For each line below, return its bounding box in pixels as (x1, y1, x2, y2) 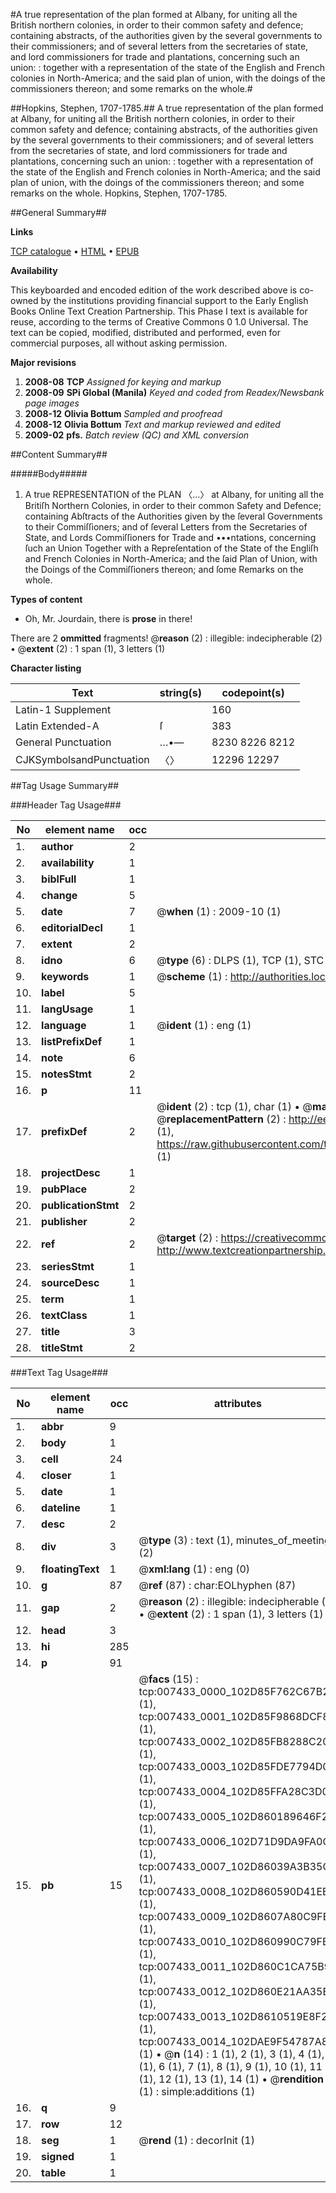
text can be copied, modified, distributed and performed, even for (10, 327, 282, 338)
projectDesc (41, 1166, 101, 1179)
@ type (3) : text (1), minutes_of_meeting (138, 1534, 331, 1547)
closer (41, 1469, 72, 1482)
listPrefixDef (41, 1035, 103, 1048)
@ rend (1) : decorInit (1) (138, 2134, 255, 2147)
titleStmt (41, 1341, 83, 1354)
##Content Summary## (10, 449, 108, 460)
